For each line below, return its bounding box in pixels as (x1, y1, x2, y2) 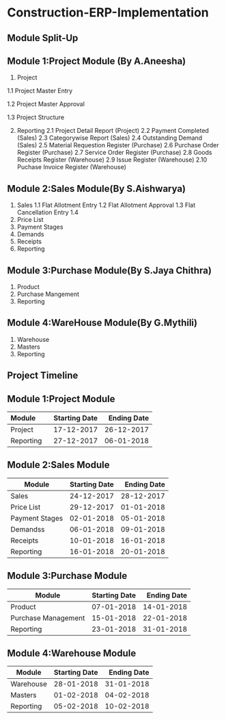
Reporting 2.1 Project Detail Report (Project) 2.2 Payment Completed (16, 127, 210, 135)
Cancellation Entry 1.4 (16, 208, 79, 216)
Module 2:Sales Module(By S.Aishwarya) (7, 183, 186, 195)
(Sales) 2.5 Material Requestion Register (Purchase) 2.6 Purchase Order (16, 141, 219, 149)
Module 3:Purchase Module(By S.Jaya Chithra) (7, 264, 212, 276)
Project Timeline (7, 370, 79, 382)
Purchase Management (10, 613, 85, 623)
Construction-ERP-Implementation (7, 5, 210, 21)
